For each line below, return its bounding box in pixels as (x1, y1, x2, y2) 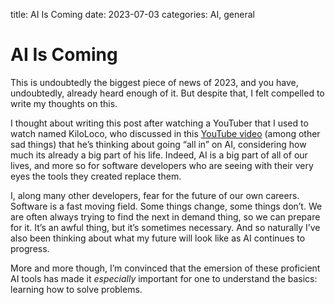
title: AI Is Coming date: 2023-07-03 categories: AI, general (10, 9, 255, 20)
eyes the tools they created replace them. (10, 170, 182, 182)
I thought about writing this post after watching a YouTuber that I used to (10, 117, 309, 129)
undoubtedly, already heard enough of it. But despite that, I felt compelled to (10, 87, 325, 99)
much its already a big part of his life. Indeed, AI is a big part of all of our (10, 149, 308, 161)
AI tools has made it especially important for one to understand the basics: (10, 272, 318, 284)
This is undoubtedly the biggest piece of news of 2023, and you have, (10, 76, 299, 88)
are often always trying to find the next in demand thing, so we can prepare (10, 210, 321, 223)
